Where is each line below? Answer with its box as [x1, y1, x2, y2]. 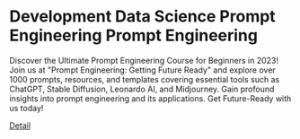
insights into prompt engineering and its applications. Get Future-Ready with [9, 92, 292, 104]
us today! [9, 102, 44, 113]
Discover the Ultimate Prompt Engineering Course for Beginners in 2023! [9, 55, 278, 65]
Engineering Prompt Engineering [9, 25, 259, 46]
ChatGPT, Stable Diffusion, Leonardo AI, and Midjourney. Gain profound [9, 83, 275, 94]
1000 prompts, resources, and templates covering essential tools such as [9, 74, 280, 84]
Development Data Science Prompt [9, 6, 276, 27]
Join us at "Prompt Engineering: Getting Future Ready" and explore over [9, 65, 276, 75]
